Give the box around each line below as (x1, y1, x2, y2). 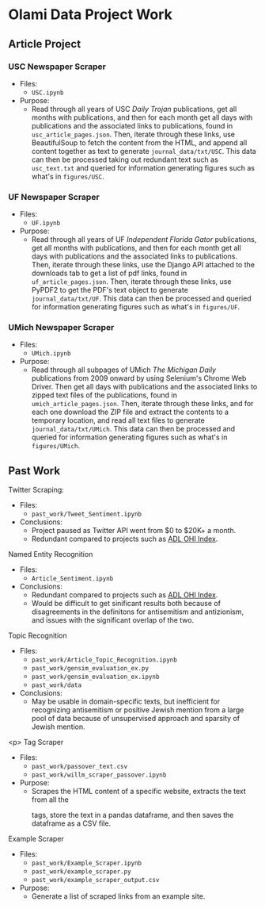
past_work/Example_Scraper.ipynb (31, 859, 142, 868)
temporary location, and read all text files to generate (31, 416, 206, 425)
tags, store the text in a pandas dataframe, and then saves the (31, 811, 234, 820)
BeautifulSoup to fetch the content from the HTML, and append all (31, 137, 248, 148)
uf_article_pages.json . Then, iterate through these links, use (31, 277, 232, 286)
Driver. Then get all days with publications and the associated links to (31, 382, 258, 392)
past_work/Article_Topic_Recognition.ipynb (31, 656, 178, 664)
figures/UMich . (31, 441, 81, 451)
